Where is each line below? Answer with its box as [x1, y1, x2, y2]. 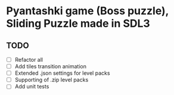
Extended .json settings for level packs [14, 69, 110, 77]
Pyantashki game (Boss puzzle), [6, 4, 169, 18]
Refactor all [14, 56, 44, 63]
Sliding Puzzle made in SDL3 [6, 17, 150, 30]
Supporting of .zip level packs [14, 76, 89, 84]
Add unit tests [14, 83, 49, 90]
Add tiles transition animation [14, 63, 86, 70]
